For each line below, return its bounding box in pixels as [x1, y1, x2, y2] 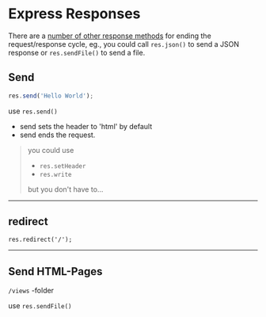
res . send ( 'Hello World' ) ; [8, 92, 93, 100]
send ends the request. [19, 130, 96, 139]
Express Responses [8, 5, 141, 23]
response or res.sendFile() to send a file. [8, 48, 146, 57]
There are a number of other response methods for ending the [8, 31, 211, 40]
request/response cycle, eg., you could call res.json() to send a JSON [8, 39, 240, 48]
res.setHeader [39, 162, 86, 170]
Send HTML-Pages [8, 265, 103, 278]
